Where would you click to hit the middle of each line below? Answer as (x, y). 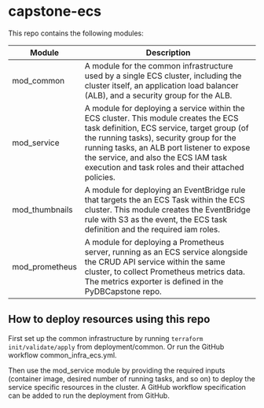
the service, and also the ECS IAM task (156, 158)
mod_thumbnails (42, 210)
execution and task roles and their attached (165, 167)
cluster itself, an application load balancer (161, 85)
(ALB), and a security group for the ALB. (158, 95)
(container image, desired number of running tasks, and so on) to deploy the (132, 378)
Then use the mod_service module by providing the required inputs (117, 370)
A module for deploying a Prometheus (154, 242)
